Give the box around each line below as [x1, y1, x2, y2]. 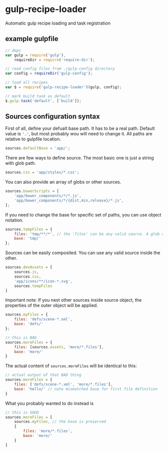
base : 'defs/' [14, 322, 43, 327]
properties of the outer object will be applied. [5, 302, 98, 309]
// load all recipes [5, 80, 48, 85]
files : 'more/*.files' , [23, 428, 72, 434]
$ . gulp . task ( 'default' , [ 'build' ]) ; [5, 98, 81, 103]
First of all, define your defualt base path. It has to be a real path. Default [5, 125, 155, 131]
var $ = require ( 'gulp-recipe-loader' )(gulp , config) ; [5, 85, 122, 90]
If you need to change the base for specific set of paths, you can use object [5, 211, 161, 217]
